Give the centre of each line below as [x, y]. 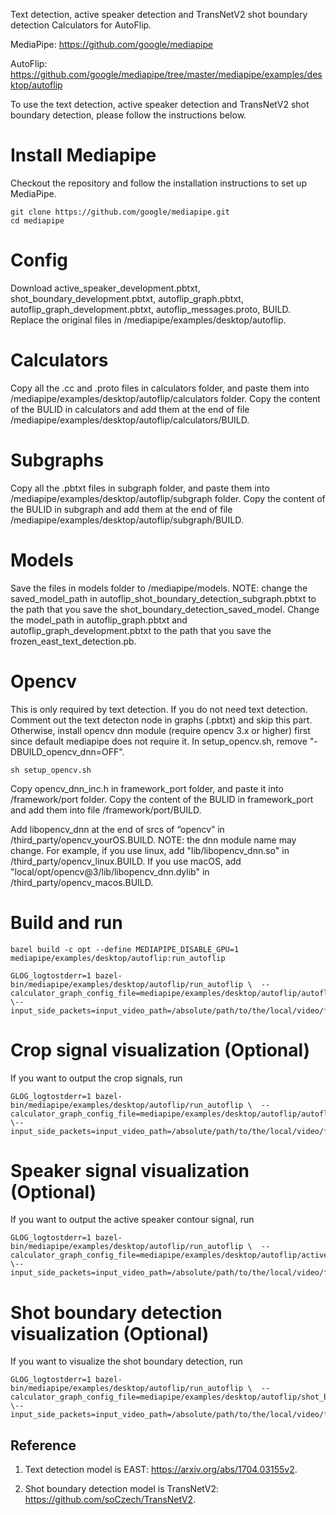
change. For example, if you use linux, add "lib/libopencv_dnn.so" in [150, 850]
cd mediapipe [37, 220]
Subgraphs [57, 460]
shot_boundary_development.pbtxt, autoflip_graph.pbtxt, [127, 298]
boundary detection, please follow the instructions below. [128, 115]
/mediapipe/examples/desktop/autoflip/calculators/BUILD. [130, 420]
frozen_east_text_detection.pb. [73, 641]
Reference [43, 1445]
